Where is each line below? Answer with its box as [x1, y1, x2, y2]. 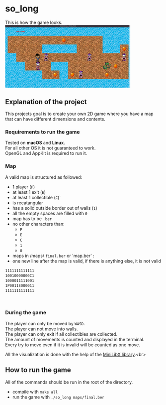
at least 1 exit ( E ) [12, 189, 46, 195]
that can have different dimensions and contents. [5, 116, 106, 122]
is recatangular [12, 200, 43, 206]
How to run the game [5, 366, 71, 374]
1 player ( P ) [12, 184, 35, 190]
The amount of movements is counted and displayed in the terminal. [5, 336, 145, 342]
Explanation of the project [5, 98, 87, 106]
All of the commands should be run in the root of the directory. [5, 379, 133, 385]
